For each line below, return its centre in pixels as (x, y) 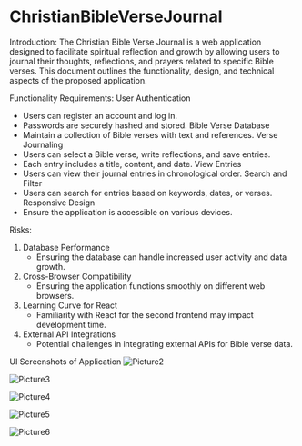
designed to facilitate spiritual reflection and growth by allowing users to (145, 51)
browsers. (55, 295)
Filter (32, 183)
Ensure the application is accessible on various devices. (127, 212)
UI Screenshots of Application (65, 362)
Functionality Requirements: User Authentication (100, 98)
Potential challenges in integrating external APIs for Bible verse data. (165, 343)
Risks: (20, 230)
